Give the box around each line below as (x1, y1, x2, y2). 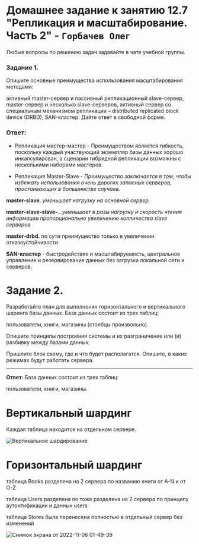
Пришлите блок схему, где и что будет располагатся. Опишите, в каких (6, 350, 187, 357)
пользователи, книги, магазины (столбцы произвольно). (6, 321, 149, 328)
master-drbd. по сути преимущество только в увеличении (6, 232, 155, 240)
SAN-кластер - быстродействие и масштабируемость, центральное (6, 250, 181, 257)
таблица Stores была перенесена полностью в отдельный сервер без (6, 514, 182, 521)
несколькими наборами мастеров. (14, 161, 103, 168)
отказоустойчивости (6, 238, 58, 246)
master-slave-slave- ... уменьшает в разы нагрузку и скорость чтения (6, 208, 182, 215)
